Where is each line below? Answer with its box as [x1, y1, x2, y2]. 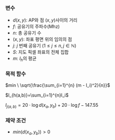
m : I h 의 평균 [12, 55, 37, 63]
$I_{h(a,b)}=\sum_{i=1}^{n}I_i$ [5, 92, 69, 98]
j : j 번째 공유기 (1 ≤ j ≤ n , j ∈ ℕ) [12, 42, 77, 49]
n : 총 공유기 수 [12, 30, 42, 36]
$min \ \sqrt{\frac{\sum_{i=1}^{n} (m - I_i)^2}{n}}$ [5, 82, 110, 88]
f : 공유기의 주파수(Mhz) [12, 24, 60, 30]
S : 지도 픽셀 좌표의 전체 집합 [12, 49, 69, 55]
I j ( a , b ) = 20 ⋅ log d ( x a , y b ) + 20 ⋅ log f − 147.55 [5, 102, 99, 109]
